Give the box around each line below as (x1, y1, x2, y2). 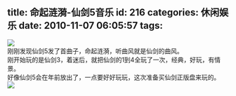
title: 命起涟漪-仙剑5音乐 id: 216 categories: (7, 6, 199, 19)
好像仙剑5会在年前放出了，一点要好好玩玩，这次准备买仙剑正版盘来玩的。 (7, 73, 221, 81)
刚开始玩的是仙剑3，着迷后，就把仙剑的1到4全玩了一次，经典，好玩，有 (7, 55, 215, 64)
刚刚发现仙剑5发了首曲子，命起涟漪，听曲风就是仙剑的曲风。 (7, 46, 184, 55)
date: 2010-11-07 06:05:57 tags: (18, 20, 164, 32)
